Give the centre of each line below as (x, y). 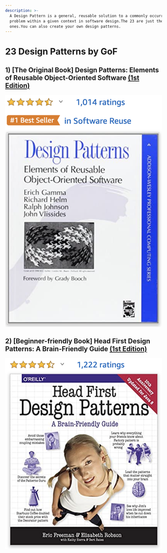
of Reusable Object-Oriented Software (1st (72, 78)
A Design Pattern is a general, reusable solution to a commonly (79, 16)
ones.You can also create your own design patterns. (65, 26)
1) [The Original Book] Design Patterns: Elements (82, 70)
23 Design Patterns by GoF (61, 52)
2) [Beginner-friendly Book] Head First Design (78, 341)
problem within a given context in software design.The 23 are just (82, 21)
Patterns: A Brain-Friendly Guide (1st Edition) (76, 349)
